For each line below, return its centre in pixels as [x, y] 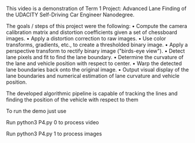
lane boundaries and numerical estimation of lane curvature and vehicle [93, 76]
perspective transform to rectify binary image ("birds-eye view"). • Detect [95, 51]
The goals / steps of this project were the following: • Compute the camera [97, 26]
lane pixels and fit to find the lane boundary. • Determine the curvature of [95, 57]
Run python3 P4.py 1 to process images [54, 134]
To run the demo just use [36, 111]
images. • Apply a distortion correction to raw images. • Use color [86, 38]
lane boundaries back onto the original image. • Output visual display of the [97, 69]
